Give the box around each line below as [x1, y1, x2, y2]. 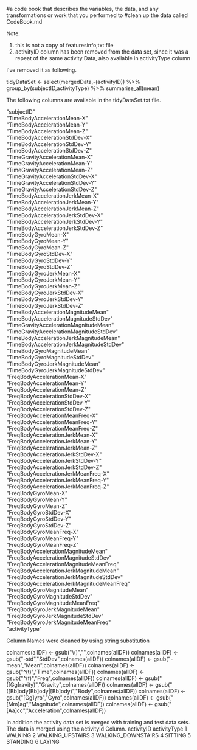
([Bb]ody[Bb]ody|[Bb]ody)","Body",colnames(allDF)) [6, 687, 137, 695]
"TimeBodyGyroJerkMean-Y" [6, 276, 80, 283]
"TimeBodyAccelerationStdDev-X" [6, 134, 92, 141]
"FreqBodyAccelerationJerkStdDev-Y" [6, 457, 102, 464]
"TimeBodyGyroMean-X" [6, 231, 69, 238]
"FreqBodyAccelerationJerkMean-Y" [6, 438, 98, 445]
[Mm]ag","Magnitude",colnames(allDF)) [6, 701, 105, 707]
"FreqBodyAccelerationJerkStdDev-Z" [6, 464, 102, 471]
